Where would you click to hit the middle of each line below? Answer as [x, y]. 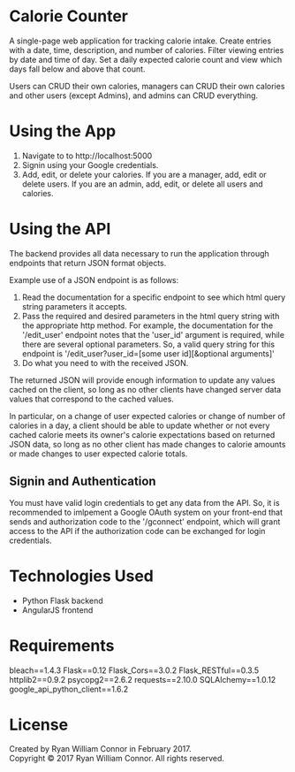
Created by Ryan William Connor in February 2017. [100, 749]
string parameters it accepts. [75, 306]
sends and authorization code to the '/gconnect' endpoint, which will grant [145, 521]
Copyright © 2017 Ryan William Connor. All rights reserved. [117, 759]
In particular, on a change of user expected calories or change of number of [147, 416]
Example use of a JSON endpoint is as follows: [94, 279]
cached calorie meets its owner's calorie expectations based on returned [142, 434]
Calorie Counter [68, 16]
